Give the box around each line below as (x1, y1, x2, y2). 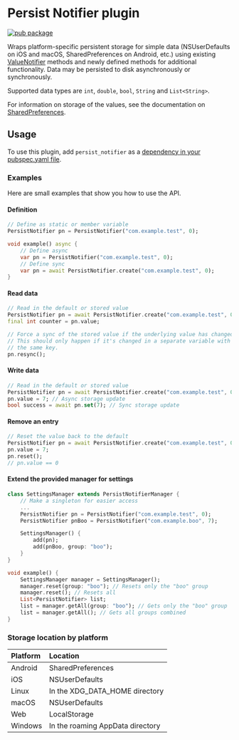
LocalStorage (48, 709, 94, 719)
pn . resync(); (7, 350, 46, 358)
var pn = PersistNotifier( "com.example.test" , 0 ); (20, 254, 174, 261)
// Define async (20, 247, 69, 254)
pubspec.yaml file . (7, 155, 62, 163)
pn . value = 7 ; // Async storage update (7, 395, 126, 402)
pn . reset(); (7, 453, 43, 460)
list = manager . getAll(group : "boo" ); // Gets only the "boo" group (20, 603, 228, 610)
